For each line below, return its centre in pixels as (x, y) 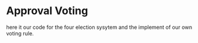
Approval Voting (47, 11)
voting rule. (20, 33)
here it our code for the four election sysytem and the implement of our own (99, 27)
